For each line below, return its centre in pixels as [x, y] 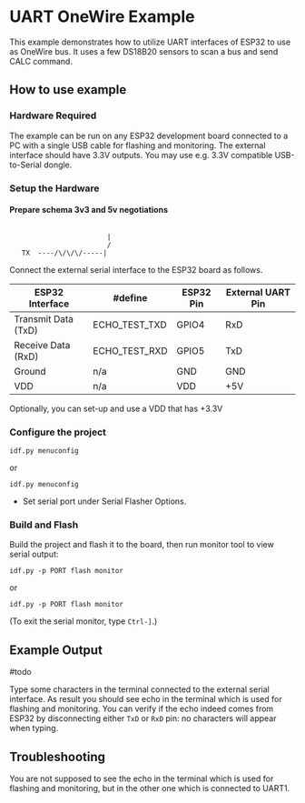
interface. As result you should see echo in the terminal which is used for [146, 699]
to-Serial [26, 165]
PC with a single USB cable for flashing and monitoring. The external [138, 145]
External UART [258, 292]
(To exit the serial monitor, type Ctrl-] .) [84, 621]
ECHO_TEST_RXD [130, 350]
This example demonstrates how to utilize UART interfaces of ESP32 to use [150, 42]
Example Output [56, 650]
